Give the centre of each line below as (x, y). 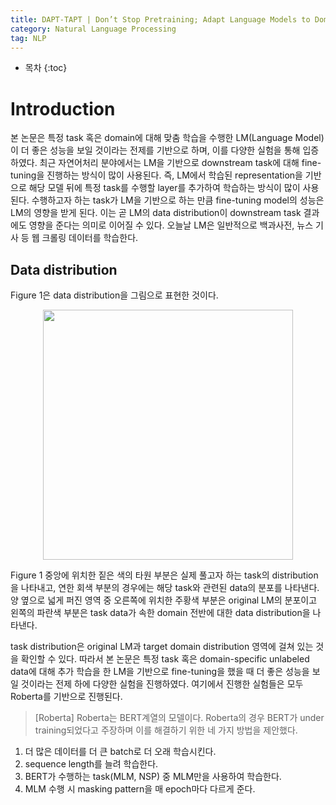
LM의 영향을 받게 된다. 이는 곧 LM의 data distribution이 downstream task (156, 213)
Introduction (63, 108)
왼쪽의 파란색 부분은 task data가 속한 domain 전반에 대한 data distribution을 (160, 613)
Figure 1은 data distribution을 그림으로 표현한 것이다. (114, 295)
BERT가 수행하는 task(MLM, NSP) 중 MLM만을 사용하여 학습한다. (153, 777)
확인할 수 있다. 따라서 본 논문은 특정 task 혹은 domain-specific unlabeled (165, 659)
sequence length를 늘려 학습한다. (91, 764)
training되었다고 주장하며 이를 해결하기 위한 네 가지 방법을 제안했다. (166, 730)
